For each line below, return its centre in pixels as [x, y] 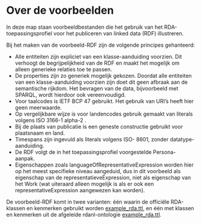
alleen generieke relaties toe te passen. [63, 69]
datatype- [182, 139]
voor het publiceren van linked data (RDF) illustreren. [119, 33]
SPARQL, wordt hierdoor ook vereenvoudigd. [70, 95]
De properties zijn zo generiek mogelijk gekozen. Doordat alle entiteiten [103, 75]
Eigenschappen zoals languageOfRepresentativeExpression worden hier [104, 165]
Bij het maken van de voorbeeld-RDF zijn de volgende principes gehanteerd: [100, 45]
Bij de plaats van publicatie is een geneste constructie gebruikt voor [99, 126]
